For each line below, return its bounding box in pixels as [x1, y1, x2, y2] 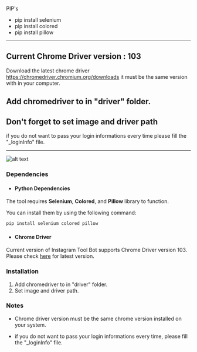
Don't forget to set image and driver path [6, 117, 158, 127]
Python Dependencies [14, 185, 70, 192]
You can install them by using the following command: [6, 209, 137, 217]
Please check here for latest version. [6, 253, 95, 260]
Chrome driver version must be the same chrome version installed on [14, 315, 182, 322]
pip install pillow [14, 29, 54, 36]
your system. [14, 321, 46, 328]
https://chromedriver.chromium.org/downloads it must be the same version [6, 73, 188, 80]
